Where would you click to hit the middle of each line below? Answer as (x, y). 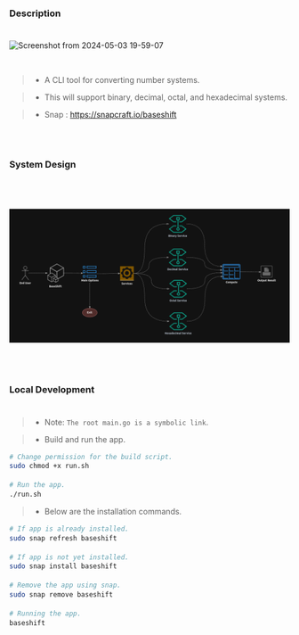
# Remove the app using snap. (65, 586)
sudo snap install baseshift (63, 566)
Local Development (52, 390)
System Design (43, 165)
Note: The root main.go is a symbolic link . (126, 422)
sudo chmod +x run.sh (49, 466)
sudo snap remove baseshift (61, 595)
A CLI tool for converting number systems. (122, 80)
